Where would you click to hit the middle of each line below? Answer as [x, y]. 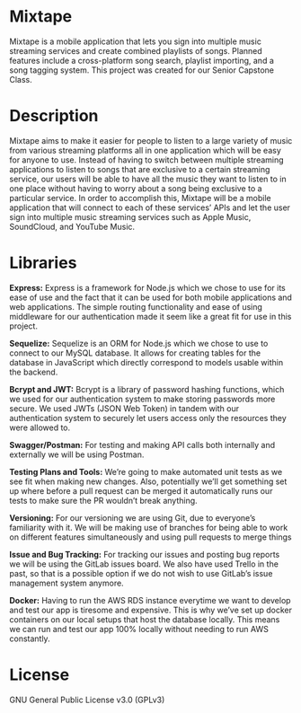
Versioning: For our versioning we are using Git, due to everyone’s [133, 517]
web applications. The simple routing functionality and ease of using [136, 306]
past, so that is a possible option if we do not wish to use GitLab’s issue [141, 573]
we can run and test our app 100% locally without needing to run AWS [139, 629]
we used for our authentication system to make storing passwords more [142, 399]
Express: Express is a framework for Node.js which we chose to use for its [147, 287]
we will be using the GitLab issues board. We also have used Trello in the [144, 564]
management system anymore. [66, 583]
